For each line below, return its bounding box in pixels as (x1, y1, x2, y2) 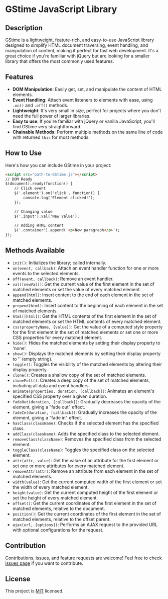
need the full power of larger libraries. (12, 113, 91, 119)
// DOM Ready (5, 177, 33, 182)
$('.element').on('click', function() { (14, 191, 100, 196)
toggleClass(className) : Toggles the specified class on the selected (12, 447, 154, 453)
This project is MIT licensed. (5, 588, 64, 594)
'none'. (12, 345, 27, 351)
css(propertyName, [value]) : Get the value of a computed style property (12, 323, 163, 330)
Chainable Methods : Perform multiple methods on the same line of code (12, 129, 163, 135)
